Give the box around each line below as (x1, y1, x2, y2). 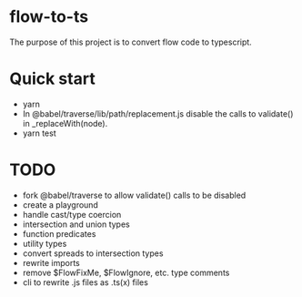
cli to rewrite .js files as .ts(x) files (22, 276, 148, 288)
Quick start (9, 68, 96, 89)
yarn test (22, 128, 56, 138)
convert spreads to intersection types (22, 248, 164, 259)
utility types (22, 238, 67, 249)
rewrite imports (22, 257, 80, 268)
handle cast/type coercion (22, 209, 122, 220)
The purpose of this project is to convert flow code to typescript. (9, 36, 252, 47)
